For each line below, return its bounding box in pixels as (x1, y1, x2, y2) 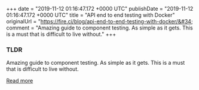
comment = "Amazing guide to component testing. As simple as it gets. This (6, 24, 193, 31)
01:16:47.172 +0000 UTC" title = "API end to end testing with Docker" (6, 11, 175, 19)
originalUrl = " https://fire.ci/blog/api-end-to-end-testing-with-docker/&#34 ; (6, 18, 193, 25)
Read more (6, 77, 33, 85)
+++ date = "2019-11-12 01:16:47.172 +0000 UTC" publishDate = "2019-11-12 (6, 5, 194, 12)
